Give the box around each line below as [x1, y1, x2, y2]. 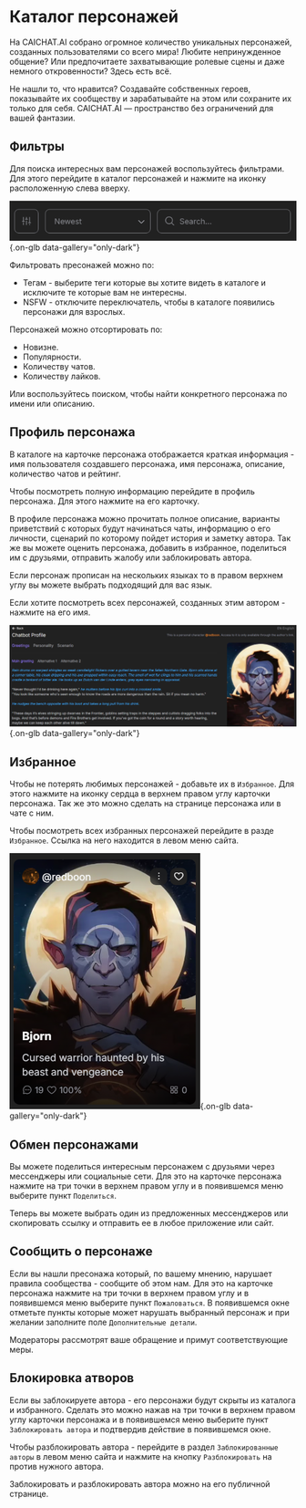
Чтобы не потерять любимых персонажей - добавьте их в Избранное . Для [9, 778, 295, 790]
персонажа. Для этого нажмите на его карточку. [9, 495, 200, 506]
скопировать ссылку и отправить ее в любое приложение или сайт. [9, 1218, 275, 1229]
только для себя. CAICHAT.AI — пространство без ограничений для [9, 102, 274, 113]
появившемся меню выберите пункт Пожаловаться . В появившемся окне [9, 1297, 290, 1308]
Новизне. [22, 341, 59, 352]
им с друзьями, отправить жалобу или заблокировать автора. [9, 552, 252, 563]
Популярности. [22, 351, 82, 362]
